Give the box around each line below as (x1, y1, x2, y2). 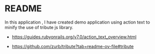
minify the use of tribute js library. (4, 24, 74, 30)
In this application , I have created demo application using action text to (4, 19, 151, 25)
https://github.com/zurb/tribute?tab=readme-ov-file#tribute (11, 43, 134, 49)
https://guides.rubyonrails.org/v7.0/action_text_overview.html (11, 34, 137, 40)
